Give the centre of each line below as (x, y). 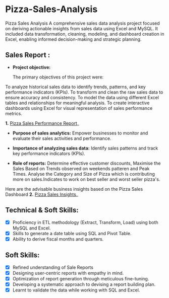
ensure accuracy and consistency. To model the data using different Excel (82, 97)
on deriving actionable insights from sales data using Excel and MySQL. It (81, 28)
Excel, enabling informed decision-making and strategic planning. (73, 39)
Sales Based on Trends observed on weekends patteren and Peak (81, 168)
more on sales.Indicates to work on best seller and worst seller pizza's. (86, 179)
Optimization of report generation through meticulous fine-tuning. (81, 278)
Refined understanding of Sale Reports (53, 267)
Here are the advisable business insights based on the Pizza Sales (74, 189)
